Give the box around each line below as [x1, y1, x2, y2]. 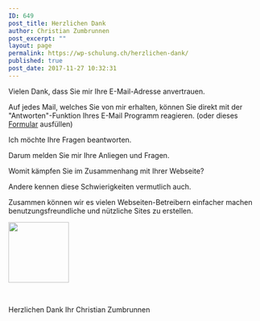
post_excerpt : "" [8, 34, 67, 43]
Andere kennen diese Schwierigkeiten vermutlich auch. [8, 181, 192, 191]
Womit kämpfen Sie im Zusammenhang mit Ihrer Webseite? [8, 166, 204, 176]
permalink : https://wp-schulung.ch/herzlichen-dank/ [8, 49, 189, 57]
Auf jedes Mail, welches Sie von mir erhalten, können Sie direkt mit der [8, 102, 243, 111]
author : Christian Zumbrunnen [8, 27, 110, 35]
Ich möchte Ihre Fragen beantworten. [8, 135, 132, 144]
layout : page [8, 42, 52, 50]
